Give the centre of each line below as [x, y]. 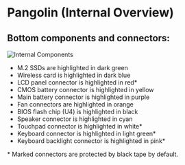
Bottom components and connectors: [88, 38]
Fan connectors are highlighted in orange [75, 104]
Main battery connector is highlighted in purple [83, 97]
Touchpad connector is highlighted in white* [79, 126]
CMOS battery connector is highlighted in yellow [85, 90]
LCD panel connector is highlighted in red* [77, 82]
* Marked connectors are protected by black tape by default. [93, 154]
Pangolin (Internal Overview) [91, 13]
